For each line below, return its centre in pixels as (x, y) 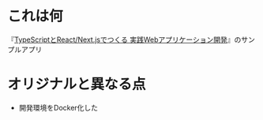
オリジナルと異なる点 (77, 84)
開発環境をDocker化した (58, 107)
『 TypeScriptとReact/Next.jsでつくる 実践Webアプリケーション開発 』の (124, 39)
